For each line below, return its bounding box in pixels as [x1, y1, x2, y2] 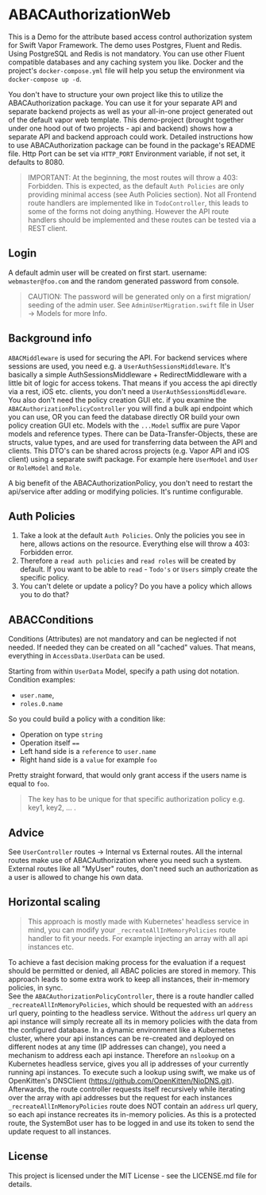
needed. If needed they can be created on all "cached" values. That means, [8, 642, 256, 652]
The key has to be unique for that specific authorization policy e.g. [27, 795, 245, 804]
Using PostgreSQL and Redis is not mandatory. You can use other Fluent [8, 49, 245, 58]
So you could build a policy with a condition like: [8, 714, 166, 724]
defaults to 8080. [8, 157, 65, 166]
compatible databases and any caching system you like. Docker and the [8, 57, 244, 67]
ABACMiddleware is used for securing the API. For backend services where [8, 353, 248, 362]
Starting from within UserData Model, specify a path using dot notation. [8, 666, 240, 676]
